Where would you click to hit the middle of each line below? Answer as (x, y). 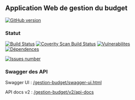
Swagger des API (26, 72)
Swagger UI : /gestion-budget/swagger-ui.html (53, 83)
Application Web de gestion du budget (66, 8)
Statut (13, 33)
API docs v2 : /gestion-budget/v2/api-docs (49, 92)
